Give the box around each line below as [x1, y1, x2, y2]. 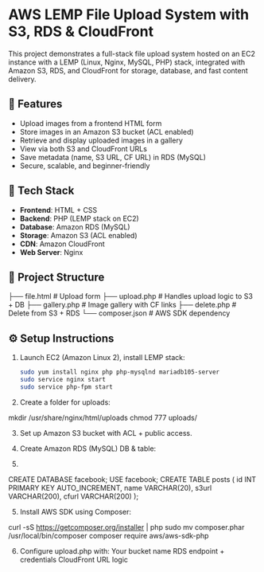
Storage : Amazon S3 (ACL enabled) [19, 230, 138, 240]
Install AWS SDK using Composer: [19, 507, 132, 516]
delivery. [8, 74, 37, 84]
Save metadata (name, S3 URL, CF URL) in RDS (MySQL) [19, 152, 207, 162]
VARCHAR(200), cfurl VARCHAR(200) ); [8, 492, 139, 501]
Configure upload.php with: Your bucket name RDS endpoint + [19, 546, 225, 555]
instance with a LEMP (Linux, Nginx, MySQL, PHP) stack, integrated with [8, 57, 246, 67]
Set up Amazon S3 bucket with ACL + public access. [19, 428, 192, 437]
